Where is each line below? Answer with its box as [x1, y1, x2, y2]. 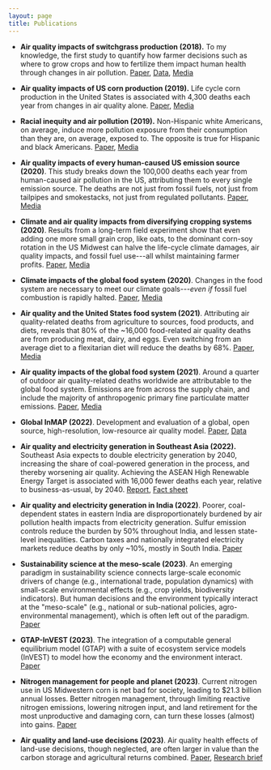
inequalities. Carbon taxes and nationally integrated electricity [37, 534, 244, 544]
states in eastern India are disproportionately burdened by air [58, 508, 263, 519]
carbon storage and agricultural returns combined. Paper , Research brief [19, 752, 263, 762]
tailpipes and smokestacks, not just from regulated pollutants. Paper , [19, 192, 249, 202]
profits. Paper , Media [19, 259, 91, 269]
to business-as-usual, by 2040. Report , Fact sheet [19, 484, 188, 494]
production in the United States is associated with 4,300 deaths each [19, 92, 251, 101]
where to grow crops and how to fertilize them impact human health [19, 58, 247, 69]
